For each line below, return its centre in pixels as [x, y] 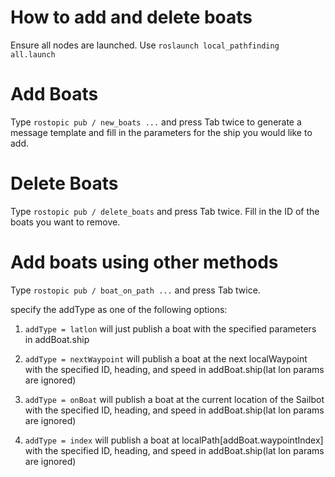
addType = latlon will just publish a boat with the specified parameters [170, 328]
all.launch [33, 54]
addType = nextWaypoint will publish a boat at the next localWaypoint [166, 358]
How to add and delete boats [131, 17]
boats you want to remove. [65, 222]
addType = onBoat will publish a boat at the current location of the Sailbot [174, 399]
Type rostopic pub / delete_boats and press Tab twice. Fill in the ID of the [165, 211]
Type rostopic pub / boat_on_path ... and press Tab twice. [135, 290]
